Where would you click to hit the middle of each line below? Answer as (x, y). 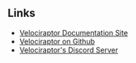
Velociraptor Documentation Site (74, 32)
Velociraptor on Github (57, 41)
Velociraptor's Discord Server (68, 50)
